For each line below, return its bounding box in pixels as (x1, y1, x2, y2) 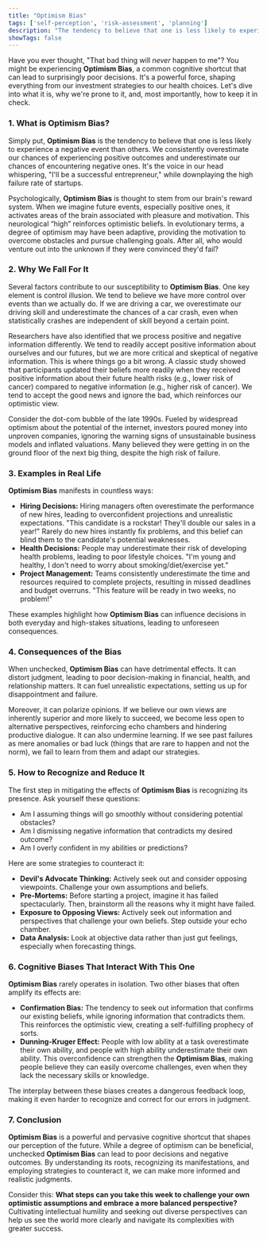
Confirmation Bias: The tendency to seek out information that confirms (19, 1003, 254, 1013)
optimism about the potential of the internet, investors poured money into (8, 422, 248, 432)
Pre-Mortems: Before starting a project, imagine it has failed (19, 890, 219, 900)
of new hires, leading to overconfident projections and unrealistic (19, 510, 233, 519)
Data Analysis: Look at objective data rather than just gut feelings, (19, 933, 238, 942)
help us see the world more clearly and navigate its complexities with (8, 1216, 234, 1225)
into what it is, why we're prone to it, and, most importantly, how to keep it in (8, 89, 258, 99)
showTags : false (8, 33, 62, 42)
